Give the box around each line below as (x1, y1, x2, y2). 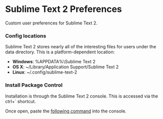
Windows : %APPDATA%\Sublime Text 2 (12, 59, 96, 65)
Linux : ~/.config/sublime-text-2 (12, 69, 77, 75)
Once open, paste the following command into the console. (5, 108, 127, 114)
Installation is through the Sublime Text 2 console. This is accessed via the (5, 93, 159, 99)
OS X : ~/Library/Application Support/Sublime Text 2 (12, 64, 119, 70)
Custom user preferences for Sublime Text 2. (5, 20, 98, 26)
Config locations (5, 32, 46, 39)
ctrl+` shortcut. (5, 98, 36, 104)
